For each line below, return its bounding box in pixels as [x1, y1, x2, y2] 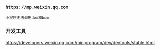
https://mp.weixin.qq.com [5, 4, 69, 10]
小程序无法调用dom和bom [5, 15, 49, 20]
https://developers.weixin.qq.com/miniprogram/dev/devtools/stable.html [5, 39, 155, 45]
